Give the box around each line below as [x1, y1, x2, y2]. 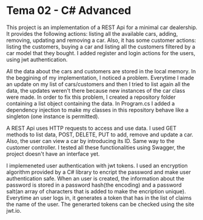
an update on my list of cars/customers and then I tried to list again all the [6, 80, 190, 88]
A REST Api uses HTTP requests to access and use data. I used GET [6, 124, 177, 132]
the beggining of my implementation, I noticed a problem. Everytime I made [6, 74, 195, 81]
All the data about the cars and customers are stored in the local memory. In [6, 67, 196, 75]
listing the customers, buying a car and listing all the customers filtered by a [6, 43, 196, 50]
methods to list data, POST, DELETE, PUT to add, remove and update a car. [6, 131, 194, 138]
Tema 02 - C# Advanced [6, 4, 131, 18]
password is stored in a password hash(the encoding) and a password [6, 181, 182, 188]
